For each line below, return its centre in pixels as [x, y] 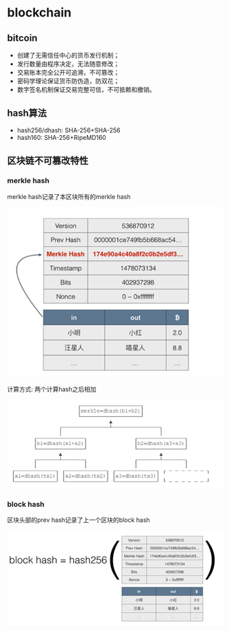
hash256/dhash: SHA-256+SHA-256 [69, 130]
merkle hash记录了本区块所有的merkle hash [69, 196]
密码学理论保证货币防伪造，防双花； [68, 81]
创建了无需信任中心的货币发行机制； [68, 55]
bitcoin [22, 38]
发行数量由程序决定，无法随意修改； [68, 64]
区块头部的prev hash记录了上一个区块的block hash [79, 520]
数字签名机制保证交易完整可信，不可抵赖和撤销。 [86, 90]
